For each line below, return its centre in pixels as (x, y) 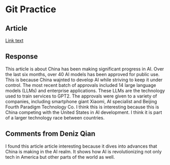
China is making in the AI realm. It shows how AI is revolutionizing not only (84, 151)
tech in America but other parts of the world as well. (60, 157)
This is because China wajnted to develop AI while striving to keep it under (84, 80)
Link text (14, 40)
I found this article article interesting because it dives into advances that (81, 146)
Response (22, 56)
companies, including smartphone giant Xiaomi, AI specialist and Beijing (81, 101)
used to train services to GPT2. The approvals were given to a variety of (81, 96)
